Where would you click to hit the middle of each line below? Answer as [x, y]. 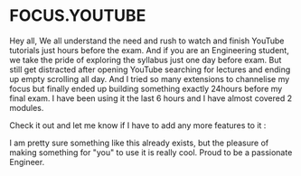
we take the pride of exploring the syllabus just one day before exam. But [146, 60]
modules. [27, 107]
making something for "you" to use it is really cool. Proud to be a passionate [151, 152]
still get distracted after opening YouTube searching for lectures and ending [150, 69]
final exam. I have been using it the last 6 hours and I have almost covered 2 [151, 98]
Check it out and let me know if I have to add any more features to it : [138, 125]
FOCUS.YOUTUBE [78, 16]
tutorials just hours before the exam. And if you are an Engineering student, [149, 50]
